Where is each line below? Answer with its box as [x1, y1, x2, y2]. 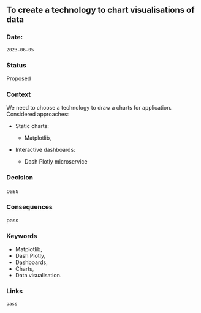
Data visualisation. [15, 272, 62, 279]
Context [6, 90, 31, 99]
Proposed [6, 75, 31, 82]
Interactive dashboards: [15, 146, 75, 154]
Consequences [6, 202, 53, 211]
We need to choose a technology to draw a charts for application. [6, 104, 172, 111]
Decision [6, 173, 34, 182]
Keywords [6, 232, 37, 240]
